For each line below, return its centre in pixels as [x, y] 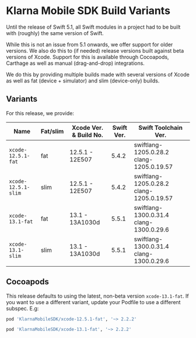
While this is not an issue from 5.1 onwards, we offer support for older [90, 44]
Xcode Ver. [88, 127]
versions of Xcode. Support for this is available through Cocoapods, [87, 57]
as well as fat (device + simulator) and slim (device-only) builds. [83, 81]
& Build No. [87, 134]
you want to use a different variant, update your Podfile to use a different [93, 302]
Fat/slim [52, 131]
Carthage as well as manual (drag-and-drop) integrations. [75, 63]
